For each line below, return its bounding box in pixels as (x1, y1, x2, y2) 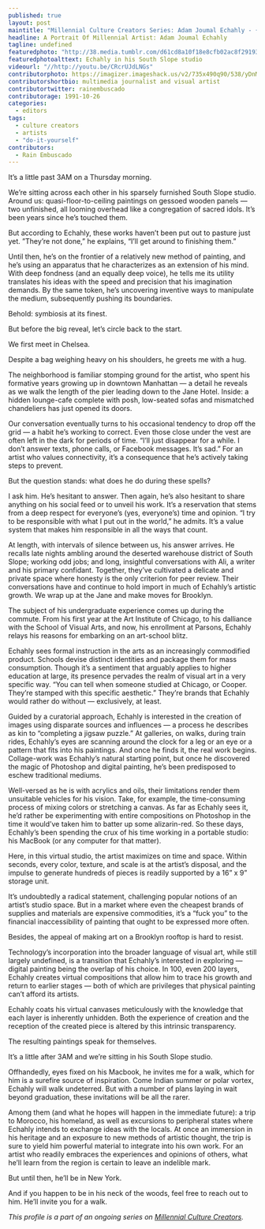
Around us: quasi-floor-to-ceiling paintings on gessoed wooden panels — (8, 196, 248, 206)
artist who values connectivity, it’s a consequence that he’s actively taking (8, 453, 248, 462)
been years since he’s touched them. (8, 213, 128, 222)
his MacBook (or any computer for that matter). (8, 836, 162, 846)
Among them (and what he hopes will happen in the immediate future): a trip (8, 1108, 256, 1117)
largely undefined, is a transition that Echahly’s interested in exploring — (8, 956, 243, 966)
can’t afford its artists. (8, 989, 80, 999)
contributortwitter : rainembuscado (8, 84, 125, 93)
